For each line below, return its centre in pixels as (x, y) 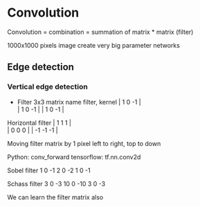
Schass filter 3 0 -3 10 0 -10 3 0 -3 (56, 183)
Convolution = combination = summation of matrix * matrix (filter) (100, 32)
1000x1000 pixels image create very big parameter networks (93, 45)
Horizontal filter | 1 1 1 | (39, 123)
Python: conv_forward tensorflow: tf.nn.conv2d (74, 156)
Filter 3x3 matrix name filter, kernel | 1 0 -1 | (79, 102)
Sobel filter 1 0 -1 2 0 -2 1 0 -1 (49, 170)
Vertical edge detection (47, 87)
